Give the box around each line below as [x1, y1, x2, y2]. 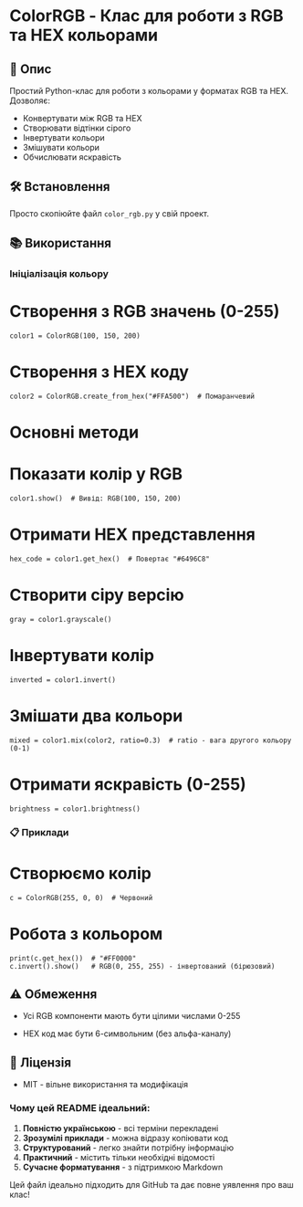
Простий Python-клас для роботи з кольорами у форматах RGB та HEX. [9, 86, 289, 96]
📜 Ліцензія [9, 1055, 71, 1070]
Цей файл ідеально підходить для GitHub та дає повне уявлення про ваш [9, 1179, 294, 1190]
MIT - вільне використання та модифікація [22, 1079, 189, 1090]
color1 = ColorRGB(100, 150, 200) [9, 331, 141, 341]
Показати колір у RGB [9, 464, 183, 485]
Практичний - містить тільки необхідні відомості [22, 1151, 215, 1162]
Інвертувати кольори [22, 132, 105, 142]
